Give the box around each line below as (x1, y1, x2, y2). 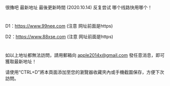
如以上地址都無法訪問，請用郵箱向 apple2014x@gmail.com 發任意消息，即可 (5, 52, 165, 58)
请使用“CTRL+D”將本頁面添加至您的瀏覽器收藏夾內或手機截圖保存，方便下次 (5, 69, 164, 75)
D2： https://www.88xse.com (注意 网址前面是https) (5, 34, 113, 40)
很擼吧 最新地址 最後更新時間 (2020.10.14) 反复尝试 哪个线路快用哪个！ (5, 5, 152, 10)
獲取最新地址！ (5, 58, 37, 64)
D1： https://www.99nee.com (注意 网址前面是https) (5, 23, 113, 29)
